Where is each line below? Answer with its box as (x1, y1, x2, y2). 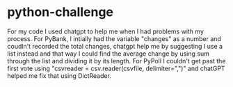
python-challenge (7, 4, 113, 20)
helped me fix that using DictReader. (7, 71, 111, 80)
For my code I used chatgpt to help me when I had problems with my (7, 27, 204, 35)
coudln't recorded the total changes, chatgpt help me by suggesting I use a (7, 42, 223, 50)
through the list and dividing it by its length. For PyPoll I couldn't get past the (7, 56, 226, 65)
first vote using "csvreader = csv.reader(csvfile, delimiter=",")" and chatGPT (7, 64, 225, 72)
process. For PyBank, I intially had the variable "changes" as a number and (7, 34, 221, 42)
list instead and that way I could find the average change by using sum (7, 49, 210, 58)
